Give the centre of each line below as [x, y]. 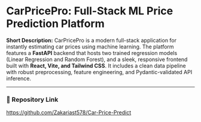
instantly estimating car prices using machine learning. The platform [90, 47]
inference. [19, 78]
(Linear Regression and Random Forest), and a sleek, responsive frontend [97, 59]
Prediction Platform [55, 24]
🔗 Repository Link [32, 99]
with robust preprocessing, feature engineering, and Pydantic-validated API [99, 72]
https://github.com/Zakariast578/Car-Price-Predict [69, 112]
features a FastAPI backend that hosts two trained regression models [92, 53]
